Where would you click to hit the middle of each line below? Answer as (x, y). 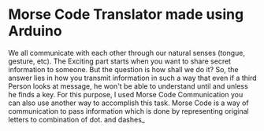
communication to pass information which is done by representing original (129, 111)
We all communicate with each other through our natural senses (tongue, (127, 53)
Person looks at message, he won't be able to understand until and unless (128, 86)
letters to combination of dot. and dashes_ (77, 119)
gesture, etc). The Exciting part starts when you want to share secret (119, 61)
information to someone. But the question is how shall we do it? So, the (123, 69)
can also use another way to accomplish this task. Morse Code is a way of (129, 103)
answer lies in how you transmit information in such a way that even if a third (133, 78)
